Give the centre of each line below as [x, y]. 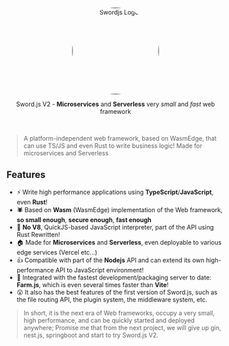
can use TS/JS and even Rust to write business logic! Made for [113, 146]
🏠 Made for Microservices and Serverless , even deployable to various [119, 242]
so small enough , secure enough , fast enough [84, 220]
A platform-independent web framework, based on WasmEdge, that [120, 138]
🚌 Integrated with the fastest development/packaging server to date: [114, 277]
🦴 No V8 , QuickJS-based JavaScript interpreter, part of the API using [115, 227]
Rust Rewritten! [38, 234]
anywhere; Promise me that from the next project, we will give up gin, [122, 327]
